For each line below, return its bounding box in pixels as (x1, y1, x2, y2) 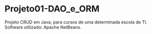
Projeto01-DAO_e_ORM (4, 3, 100, 14)
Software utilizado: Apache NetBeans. (4, 24, 81, 30)
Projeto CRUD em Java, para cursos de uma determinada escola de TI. (4, 19, 148, 25)
